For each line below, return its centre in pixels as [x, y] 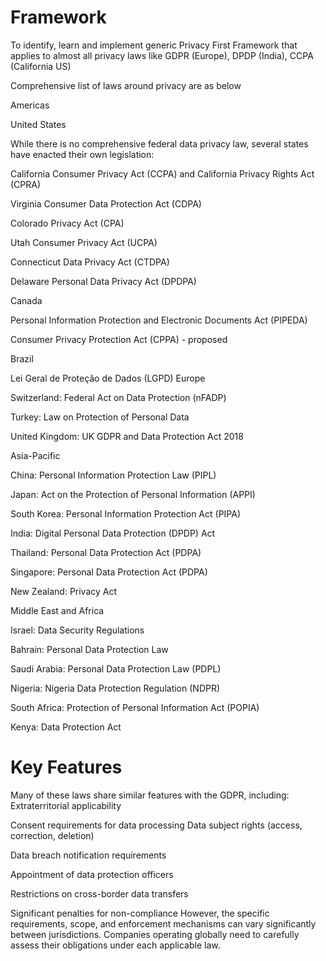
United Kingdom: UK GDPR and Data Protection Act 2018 [127, 436]
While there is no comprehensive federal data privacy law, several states [159, 143]
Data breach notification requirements [88, 855]
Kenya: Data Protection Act [66, 727]
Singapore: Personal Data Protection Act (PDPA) [109, 572]
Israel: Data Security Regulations [77, 630]
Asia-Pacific [35, 455]
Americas [30, 105]
